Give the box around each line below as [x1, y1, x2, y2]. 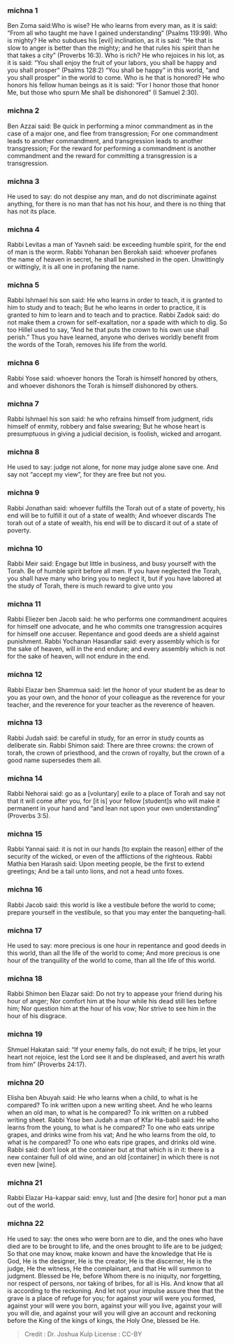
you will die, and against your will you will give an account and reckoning [7, 1308, 217, 1317]
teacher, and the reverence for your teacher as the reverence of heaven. [7, 700, 215, 708]
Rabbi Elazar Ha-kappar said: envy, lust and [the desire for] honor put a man [7, 1194, 227, 1202]
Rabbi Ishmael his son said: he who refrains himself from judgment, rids [7, 415, 214, 423]
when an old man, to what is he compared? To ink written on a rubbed [7, 1108, 208, 1117]
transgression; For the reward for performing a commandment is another [7, 144, 217, 152]
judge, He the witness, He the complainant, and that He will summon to [7, 1264, 212, 1273]
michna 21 [7, 1178, 43, 1187]
